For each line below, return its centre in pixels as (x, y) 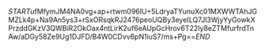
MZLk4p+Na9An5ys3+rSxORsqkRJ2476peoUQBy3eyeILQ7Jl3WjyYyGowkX (132, 20)
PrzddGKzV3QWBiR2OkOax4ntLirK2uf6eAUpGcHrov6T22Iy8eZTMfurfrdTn (131, 28)
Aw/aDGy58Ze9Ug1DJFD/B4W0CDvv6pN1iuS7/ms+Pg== (102, 36)
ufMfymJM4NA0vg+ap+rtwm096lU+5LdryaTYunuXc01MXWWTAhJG (144, 11)
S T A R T (19, 11)
